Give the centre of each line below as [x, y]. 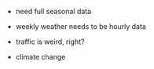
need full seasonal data [53, 11]
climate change [40, 57]
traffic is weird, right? [50, 42]
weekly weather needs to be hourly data [81, 26]
